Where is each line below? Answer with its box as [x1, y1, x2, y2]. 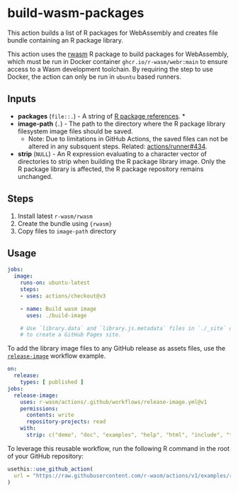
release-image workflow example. [7, 351, 106, 360]
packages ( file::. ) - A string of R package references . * [17, 111, 186, 120]
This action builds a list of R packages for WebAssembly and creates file [7, 28, 218, 37]
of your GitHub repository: [7, 452, 84, 460]
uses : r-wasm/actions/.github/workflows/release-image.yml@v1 [20, 398, 208, 405]
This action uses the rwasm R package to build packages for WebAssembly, [7, 50, 229, 58]
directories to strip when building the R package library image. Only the [17, 157, 226, 165]
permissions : [20, 405, 59, 412]
